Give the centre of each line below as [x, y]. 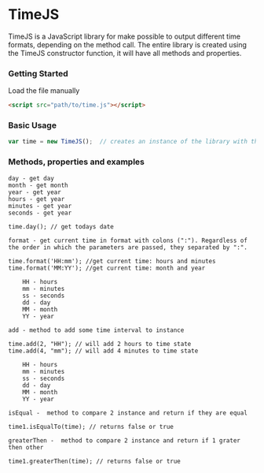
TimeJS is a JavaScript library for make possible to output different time [125, 36]
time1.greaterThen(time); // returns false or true [94, 461]
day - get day [31, 178]
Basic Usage [33, 125]
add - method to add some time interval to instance [96, 330]
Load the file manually [44, 91]
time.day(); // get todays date [61, 226]
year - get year [35, 192]
